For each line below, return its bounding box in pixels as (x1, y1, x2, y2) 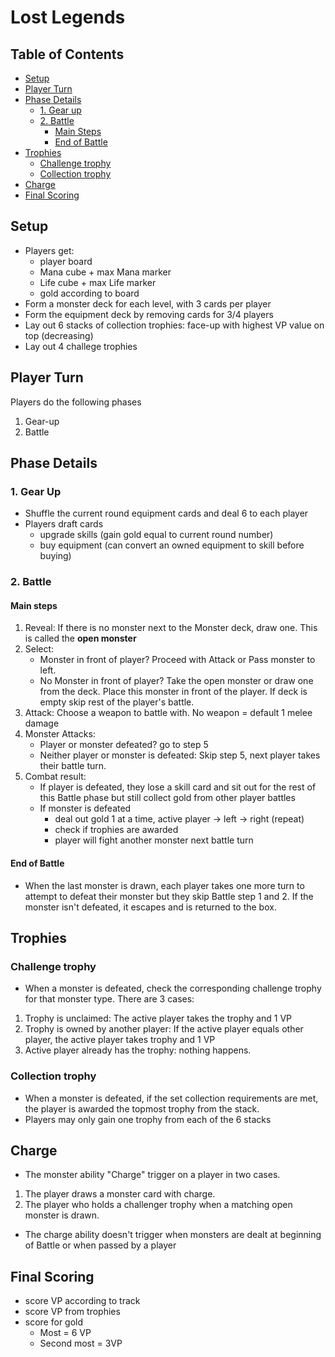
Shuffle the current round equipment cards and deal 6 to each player (24, 507, 309, 520)
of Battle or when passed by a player (24, 1239, 177, 1251)
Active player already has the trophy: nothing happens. (24, 1044, 252, 1056)
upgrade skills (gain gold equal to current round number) (39, 529, 274, 541)
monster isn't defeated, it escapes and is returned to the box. (24, 901, 277, 913)
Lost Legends (10, 6, 126, 29)
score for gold (24, 1316, 84, 1328)
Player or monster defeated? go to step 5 (39, 739, 209, 751)
